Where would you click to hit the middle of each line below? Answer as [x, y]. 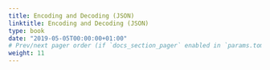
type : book [27, 31]
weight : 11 [27, 53]
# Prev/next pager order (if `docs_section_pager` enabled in [115, 46]
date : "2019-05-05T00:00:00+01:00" [68, 38]
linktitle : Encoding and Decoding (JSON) [79, 23]
